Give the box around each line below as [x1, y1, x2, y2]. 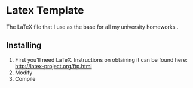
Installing [6, 40, 42, 51]
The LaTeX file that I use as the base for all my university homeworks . [6, 23, 179, 30]
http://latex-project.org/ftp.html [14, 62, 92, 70]
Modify [14, 69, 33, 76]
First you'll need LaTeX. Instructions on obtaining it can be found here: [14, 56, 188, 63]
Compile [14, 75, 36, 82]
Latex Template [6, 4, 84, 17]
